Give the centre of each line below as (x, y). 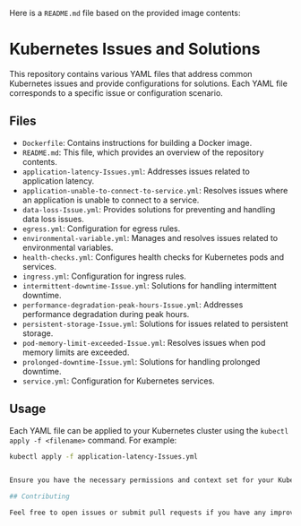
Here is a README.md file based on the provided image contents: (125, 13)
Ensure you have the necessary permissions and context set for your (142, 480)
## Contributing (39, 496)
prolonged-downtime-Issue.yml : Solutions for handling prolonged (141, 361)
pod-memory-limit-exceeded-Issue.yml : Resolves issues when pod (144, 342)
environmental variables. (68, 247)
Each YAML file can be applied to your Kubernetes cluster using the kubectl (149, 430)
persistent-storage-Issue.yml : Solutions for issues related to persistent (155, 323)
